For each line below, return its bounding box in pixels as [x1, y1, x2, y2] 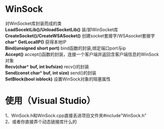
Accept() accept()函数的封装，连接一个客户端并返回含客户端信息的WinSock [5, 51, 159, 57]
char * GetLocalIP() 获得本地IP [5, 39, 66, 45]
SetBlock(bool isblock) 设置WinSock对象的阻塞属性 [5, 76, 111, 82]
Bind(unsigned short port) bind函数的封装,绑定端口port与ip [5, 45, 127, 51]
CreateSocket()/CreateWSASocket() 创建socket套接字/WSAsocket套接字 [5, 33, 155, 39]
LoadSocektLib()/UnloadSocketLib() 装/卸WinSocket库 [5, 26, 118, 33]
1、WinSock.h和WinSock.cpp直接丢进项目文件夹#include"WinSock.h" [5, 112, 147, 118]
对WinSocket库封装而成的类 [5, 20, 62, 26]
